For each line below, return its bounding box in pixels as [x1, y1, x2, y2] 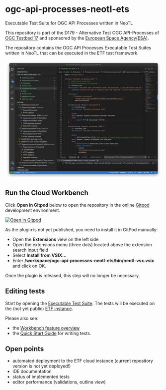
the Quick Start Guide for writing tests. [12, 330, 91, 336]
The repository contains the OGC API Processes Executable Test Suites [5, 44, 152, 50]
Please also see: [5, 315, 39, 321]
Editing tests [5, 287, 45, 296]
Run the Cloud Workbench [5, 189, 88, 197]
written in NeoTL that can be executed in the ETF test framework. [5, 50, 139, 56]
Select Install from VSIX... [12, 252, 67, 258]
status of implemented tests [12, 374, 70, 380]
